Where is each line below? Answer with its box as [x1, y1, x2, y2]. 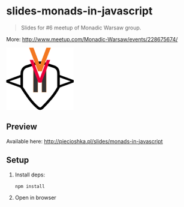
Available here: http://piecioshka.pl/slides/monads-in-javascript [6, 137, 163, 145]
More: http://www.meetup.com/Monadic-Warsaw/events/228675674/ [6, 35, 178, 43]
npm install [14, 183, 45, 190]
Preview [6, 122, 38, 132]
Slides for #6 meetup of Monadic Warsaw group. [20, 24, 141, 31]
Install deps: [14, 171, 46, 178]
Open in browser [14, 194, 57, 201]
